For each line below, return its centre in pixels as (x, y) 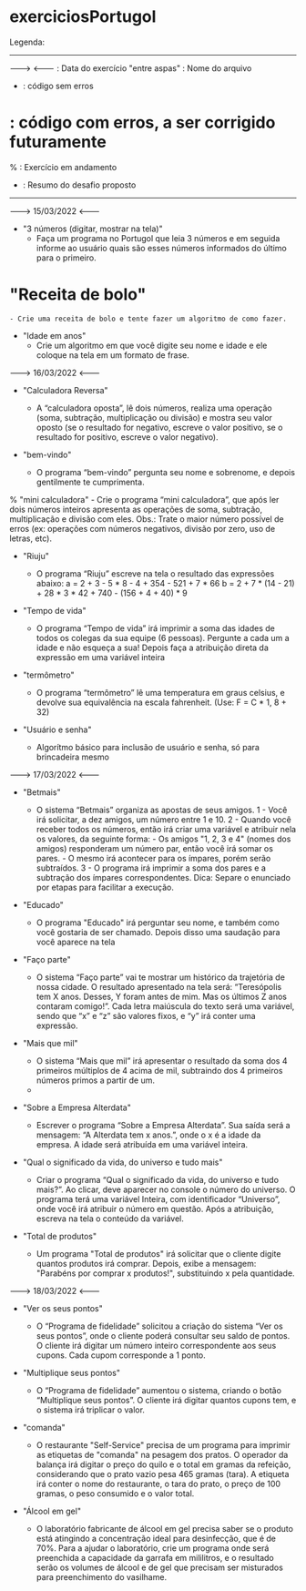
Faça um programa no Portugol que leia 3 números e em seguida (158, 238)
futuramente (58, 142)
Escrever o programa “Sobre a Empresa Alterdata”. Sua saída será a (163, 1125)
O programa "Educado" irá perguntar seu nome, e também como (158, 923)
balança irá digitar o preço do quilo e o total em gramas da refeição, (163, 1464)
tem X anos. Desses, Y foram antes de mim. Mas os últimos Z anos (161, 996)
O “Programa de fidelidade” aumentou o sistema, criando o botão (159, 1390)
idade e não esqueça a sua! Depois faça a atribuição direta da (152, 648)
